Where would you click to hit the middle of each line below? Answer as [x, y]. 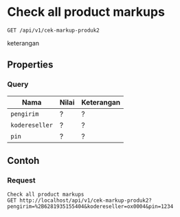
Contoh [23, 161]
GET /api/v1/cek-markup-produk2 [53, 30]
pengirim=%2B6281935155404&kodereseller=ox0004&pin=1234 [90, 207]
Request [21, 180]
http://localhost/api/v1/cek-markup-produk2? [86, 200]
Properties [30, 65]
